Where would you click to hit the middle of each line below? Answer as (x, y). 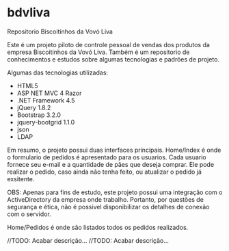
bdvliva (29, 13)
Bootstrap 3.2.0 (39, 115)
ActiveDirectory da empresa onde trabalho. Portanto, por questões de (105, 199)
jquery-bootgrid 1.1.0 (46, 122)
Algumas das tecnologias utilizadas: (57, 72)
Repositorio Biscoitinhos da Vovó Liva (60, 31)
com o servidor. (29, 214)
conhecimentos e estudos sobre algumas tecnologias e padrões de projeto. (113, 59)
